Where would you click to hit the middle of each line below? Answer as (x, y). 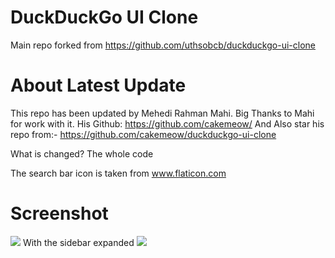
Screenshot (59, 213)
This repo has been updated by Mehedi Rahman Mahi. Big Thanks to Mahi (162, 113)
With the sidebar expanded (78, 242)
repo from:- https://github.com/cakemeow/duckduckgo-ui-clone (143, 134)
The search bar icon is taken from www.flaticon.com (118, 173)
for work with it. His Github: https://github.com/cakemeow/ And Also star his (167, 123)
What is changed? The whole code (82, 153)
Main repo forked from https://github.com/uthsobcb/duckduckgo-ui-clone (163, 45)
